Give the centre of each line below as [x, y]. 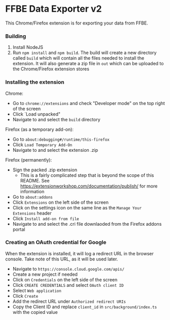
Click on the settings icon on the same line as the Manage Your [77, 207]
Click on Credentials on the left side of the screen [65, 279]
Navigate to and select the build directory [56, 119]
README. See [35, 180]
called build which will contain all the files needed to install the [78, 58]
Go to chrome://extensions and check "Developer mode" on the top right [89, 103]
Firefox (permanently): [29, 160]
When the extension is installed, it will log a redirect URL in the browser [79, 253]
